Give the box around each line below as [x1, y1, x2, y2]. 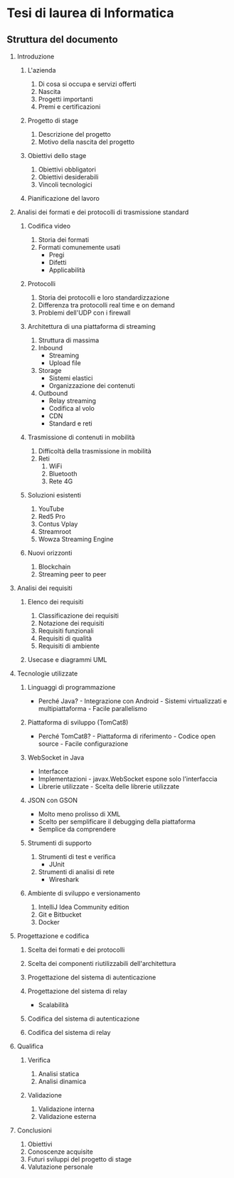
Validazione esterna [38, 1113, 97, 1120]
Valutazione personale [27, 1162, 93, 1171]
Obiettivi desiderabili [38, 173, 99, 181]
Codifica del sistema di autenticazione [27, 1014, 140, 1023]
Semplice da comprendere [38, 825, 117, 833]
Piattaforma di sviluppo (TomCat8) [27, 718, 129, 727]
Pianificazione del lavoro [27, 194, 100, 202]
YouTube [38, 505, 65, 513]
